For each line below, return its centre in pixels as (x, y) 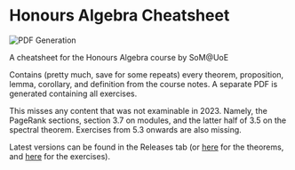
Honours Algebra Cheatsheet (120, 16)
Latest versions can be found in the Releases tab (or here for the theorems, (147, 147)
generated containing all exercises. (73, 93)
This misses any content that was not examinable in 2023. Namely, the (139, 110)
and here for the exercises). (60, 156)
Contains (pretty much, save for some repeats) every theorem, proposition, (147, 74)
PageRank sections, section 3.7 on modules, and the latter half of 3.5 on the (148, 120)
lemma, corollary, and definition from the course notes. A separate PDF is (144, 84)
